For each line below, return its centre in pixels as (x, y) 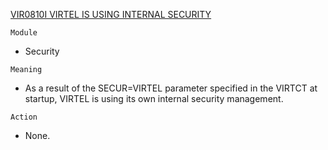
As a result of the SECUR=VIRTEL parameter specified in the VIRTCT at (171, 88)
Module (24, 33)
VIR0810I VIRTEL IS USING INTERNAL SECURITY (111, 14)
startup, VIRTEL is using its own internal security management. (154, 98)
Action (24, 117)
